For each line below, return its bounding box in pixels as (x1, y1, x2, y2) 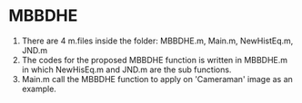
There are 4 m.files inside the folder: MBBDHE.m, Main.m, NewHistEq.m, (21, 35, 294, 46)
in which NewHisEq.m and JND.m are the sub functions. (21, 64, 232, 75)
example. (21, 83, 56, 94)
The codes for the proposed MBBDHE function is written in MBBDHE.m (21, 54, 288, 65)
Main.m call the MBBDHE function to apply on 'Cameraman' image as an (21, 73, 293, 84)
